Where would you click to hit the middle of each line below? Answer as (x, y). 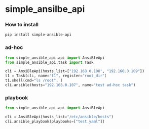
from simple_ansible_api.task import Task (49, 62)
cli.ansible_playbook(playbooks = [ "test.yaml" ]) (55, 121)
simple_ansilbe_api (45, 9)
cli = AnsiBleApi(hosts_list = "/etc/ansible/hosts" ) (59, 117)
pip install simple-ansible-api (38, 35)
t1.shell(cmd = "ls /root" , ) (34, 81)
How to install (22, 25)
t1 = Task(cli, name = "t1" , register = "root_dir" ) (56, 76)
